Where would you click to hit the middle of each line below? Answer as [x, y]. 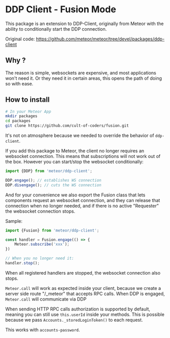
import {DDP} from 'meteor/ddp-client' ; [49, 171]
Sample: [14, 221]
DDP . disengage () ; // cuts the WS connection [53, 185]
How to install [28, 100]
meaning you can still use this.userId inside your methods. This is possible [85, 314]
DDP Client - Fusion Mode [61, 9]
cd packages [18, 121]
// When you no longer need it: [40, 258]
